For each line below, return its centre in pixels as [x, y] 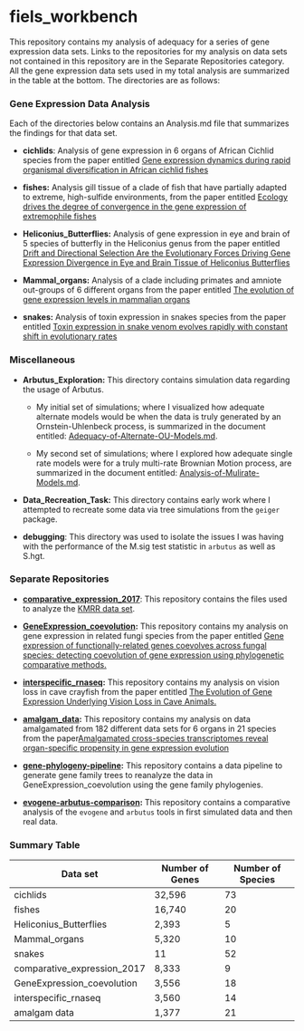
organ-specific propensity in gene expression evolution [125, 747]
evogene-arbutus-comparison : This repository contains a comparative [157, 802]
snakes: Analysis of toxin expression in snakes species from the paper [154, 317]
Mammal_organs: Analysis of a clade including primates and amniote [152, 280]
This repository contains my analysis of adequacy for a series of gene [139, 42]
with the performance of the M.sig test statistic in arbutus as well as [149, 546]
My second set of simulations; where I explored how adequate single [164, 453]
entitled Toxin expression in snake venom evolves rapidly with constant [155, 327]
